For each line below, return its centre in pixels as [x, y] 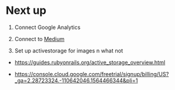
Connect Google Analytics [47, 27]
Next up [26, 11]
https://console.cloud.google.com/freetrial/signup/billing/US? [91, 74]
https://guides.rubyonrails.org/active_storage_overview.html [90, 62]
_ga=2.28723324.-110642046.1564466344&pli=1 [76, 80]
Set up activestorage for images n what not [69, 50]
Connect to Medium [39, 39]
